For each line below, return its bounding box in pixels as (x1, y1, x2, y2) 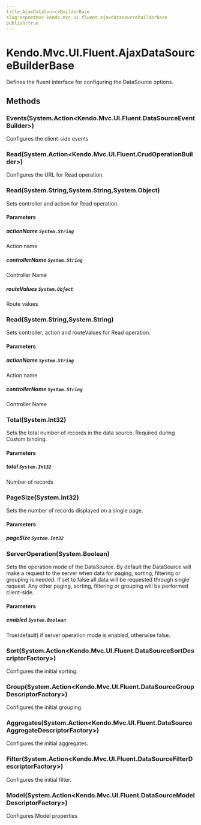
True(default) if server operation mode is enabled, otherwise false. (6, 632, 171, 639)
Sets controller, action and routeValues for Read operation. (6, 329, 151, 336)
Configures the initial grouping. (6, 704, 83, 711)
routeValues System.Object (6, 285, 74, 292)
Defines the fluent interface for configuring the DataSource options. (6, 79, 174, 86)
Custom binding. (6, 436, 47, 443)
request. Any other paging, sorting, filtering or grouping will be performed (6, 582, 188, 589)
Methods (6, 96, 41, 106)
